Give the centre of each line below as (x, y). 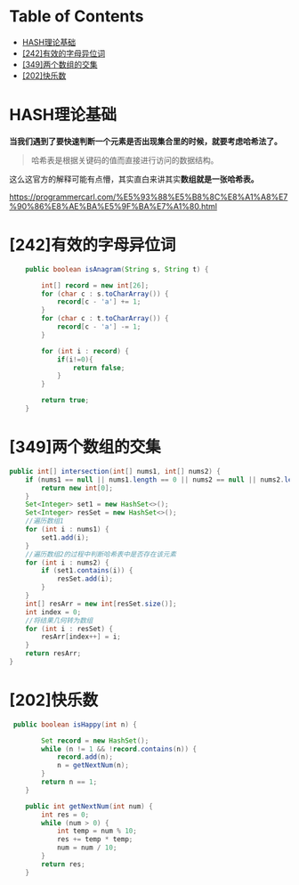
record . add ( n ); (85, 757)
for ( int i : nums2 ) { (67, 563)
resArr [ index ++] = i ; (81, 637)
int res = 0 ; (65, 815)
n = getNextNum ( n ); (93, 766)
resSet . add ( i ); (85, 579)
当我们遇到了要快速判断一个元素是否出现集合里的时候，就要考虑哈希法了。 (145, 141)
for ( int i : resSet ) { (69, 629)
